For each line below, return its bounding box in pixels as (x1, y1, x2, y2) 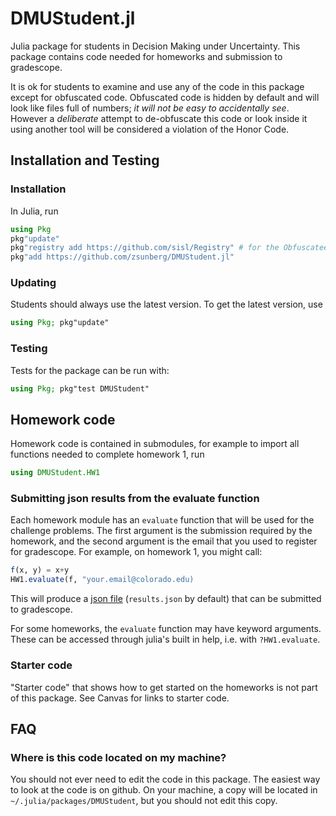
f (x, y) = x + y (10, 565, 70, 576)
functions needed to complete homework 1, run (10, 448, 205, 461)
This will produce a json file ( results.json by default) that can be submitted (10, 593, 322, 605)
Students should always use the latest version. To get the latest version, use (10, 298, 323, 311)
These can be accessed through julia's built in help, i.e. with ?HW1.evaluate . (10, 633, 321, 646)
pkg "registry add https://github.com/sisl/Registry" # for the (10, 243, 280, 253)
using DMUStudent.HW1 (10, 468, 101, 478)
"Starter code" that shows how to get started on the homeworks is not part (10, 681, 318, 693)
